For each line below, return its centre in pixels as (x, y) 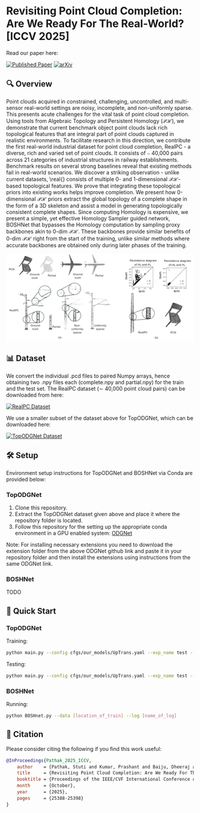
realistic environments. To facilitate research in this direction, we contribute (99, 140)
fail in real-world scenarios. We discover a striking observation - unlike (93, 172)
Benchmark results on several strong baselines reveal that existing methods (99, 166)
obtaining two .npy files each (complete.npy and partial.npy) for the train (95, 382)
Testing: (16, 664)
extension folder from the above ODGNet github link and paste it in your (94, 551)
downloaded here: (29, 424)
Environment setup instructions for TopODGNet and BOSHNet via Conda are (99, 473)
